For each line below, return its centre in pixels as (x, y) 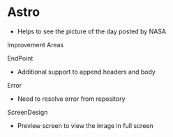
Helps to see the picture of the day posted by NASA (91, 31)
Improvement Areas (36, 45)
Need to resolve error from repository (71, 99)
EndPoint (20, 58)
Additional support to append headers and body (86, 72)
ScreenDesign (28, 112)
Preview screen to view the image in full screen (85, 125)
